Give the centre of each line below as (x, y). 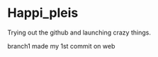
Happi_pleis (43, 13)
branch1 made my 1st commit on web (61, 46)
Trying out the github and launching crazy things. (79, 32)
